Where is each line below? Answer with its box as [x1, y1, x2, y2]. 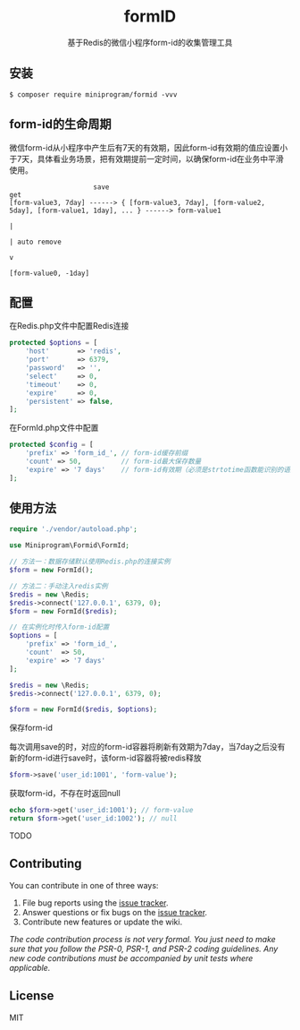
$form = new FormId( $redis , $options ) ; [9, 705, 158, 714]
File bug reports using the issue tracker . [21, 897, 169, 908]
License [9, 988, 54, 1004]
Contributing [9, 856, 82, 871]
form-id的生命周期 [9, 116, 112, 132]
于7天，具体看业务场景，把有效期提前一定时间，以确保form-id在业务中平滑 [9, 153, 284, 164]
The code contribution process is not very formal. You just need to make [9, 933, 277, 944]
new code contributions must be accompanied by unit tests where [9, 952, 254, 964]
